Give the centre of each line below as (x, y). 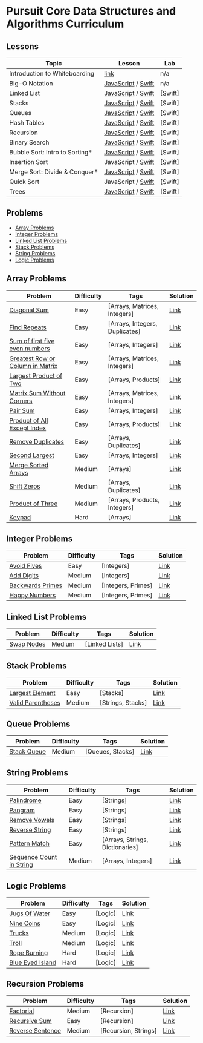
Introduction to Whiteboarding (52, 74)
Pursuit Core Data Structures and (91, 11)
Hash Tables (27, 123)
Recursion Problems (45, 984)
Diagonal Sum (29, 310)
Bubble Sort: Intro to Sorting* (51, 152)
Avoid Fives (26, 566)
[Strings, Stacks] (123, 703)
